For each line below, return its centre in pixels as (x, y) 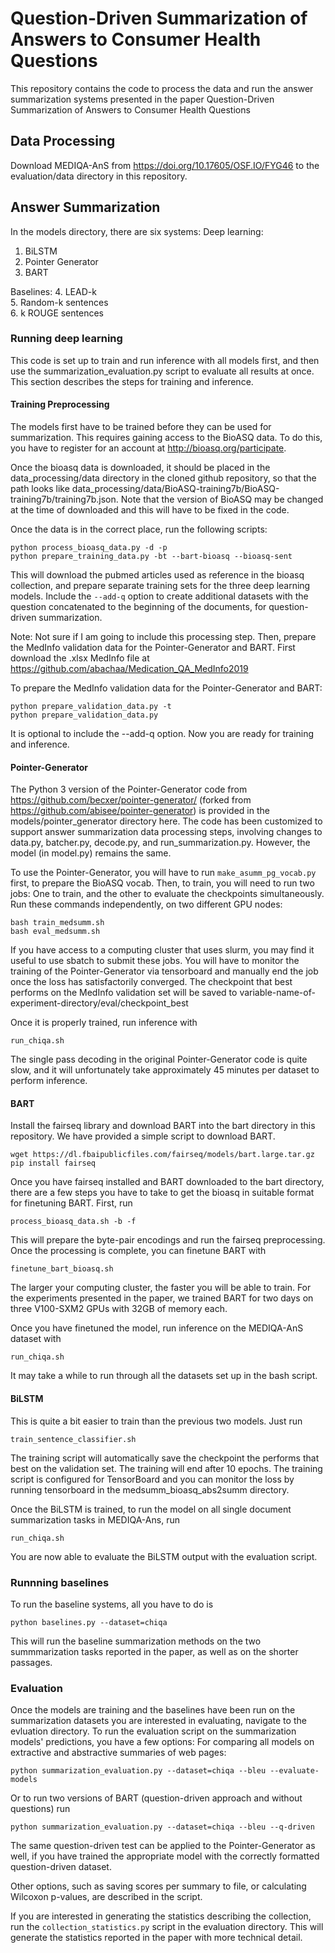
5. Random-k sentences (59, 302)
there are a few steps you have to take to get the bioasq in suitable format (162, 1193)
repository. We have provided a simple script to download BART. (143, 1136)
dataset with (36, 1339)
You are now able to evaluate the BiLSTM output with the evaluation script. (164, 1556)
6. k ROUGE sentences (57, 313)
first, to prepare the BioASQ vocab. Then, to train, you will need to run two (162, 883)
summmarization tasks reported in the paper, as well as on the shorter (154, 1651)
